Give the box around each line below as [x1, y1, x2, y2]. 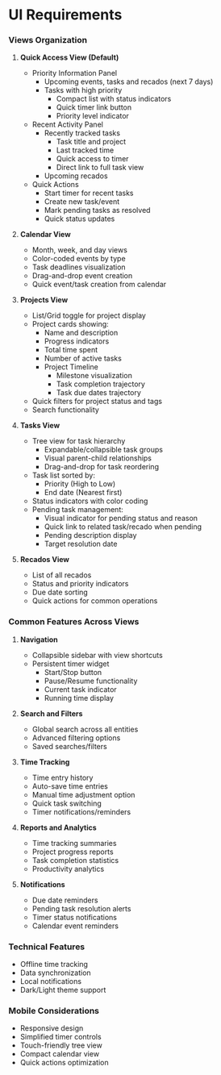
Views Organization [8, 35, 87, 46]
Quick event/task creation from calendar [31, 280, 167, 290]
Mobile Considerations [8, 1006, 99, 1016]
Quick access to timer [56, 154, 129, 164]
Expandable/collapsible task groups [44, 445, 164, 455]
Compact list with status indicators [56, 94, 172, 104]
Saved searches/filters [31, 741, 107, 751]
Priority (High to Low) [44, 479, 116, 489]
